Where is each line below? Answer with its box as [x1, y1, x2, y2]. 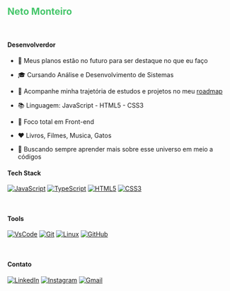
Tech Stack [7, 169, 41, 177]
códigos [17, 152, 42, 161]
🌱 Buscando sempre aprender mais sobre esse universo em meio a [17, 145, 214, 154]
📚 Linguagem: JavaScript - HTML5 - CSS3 [17, 101, 144, 110]
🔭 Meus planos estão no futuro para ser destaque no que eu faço [17, 57, 208, 65]
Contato [7, 260, 32, 268]
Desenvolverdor [7, 40, 56, 49]
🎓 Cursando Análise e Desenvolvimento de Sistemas [17, 71, 174, 79]
